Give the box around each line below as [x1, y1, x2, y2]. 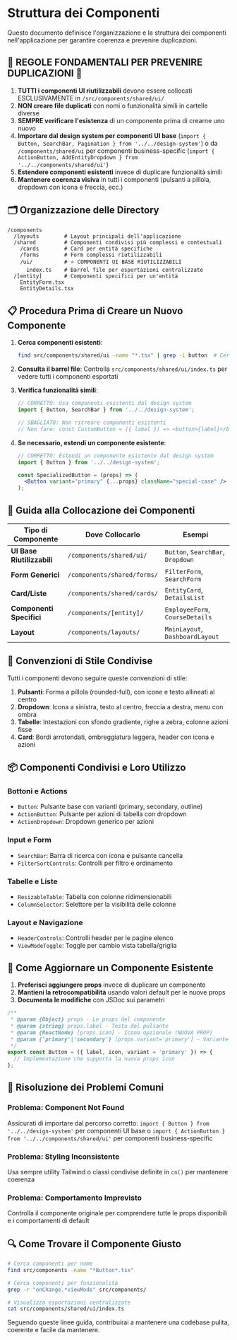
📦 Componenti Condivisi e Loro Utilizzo [7, 762, 186, 774]
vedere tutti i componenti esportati [17, 372, 119, 381]
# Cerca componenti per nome [7, 1260, 93, 1268]
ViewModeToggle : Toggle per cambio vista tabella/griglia [17, 941, 178, 950]
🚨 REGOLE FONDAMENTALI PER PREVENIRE [7, 57, 203, 69]
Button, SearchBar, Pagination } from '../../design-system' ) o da [17, 139, 218, 147]
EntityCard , [164, 585, 203, 595]
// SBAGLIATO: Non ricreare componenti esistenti [17, 419, 167, 426]
